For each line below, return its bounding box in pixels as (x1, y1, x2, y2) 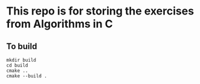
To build (6, 41, 37, 51)
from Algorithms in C (6, 17, 113, 31)
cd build (6, 62, 28, 68)
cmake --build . (6, 73, 47, 79)
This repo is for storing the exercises (6, 4, 195, 18)
